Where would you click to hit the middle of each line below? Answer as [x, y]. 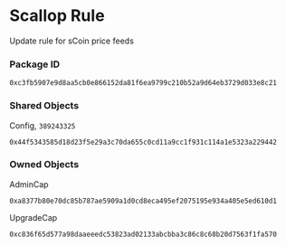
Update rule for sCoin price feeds [71, 41]
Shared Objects [44, 106]
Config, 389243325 [43, 125]
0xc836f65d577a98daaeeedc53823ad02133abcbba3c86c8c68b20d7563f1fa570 [143, 234]
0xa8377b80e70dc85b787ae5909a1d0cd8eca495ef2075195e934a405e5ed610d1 [143, 201]
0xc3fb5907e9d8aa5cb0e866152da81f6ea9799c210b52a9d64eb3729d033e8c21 [143, 83]
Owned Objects [44, 165]
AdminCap [29, 184]
